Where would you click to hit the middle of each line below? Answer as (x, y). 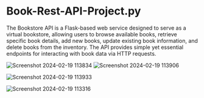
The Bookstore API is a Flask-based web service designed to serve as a (97, 28)
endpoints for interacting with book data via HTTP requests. (81, 53)
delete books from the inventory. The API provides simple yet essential (95, 47)
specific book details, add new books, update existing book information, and (102, 41)
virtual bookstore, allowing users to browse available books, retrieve (92, 34)
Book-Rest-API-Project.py (74, 11)
